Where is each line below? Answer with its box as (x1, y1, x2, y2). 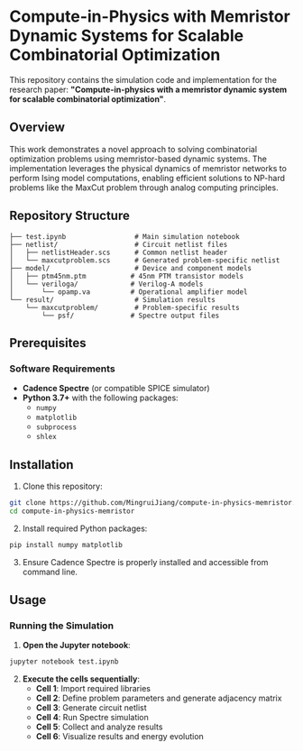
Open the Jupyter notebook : (22, 640, 131, 651)
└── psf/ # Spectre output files (41, 311, 220, 320)
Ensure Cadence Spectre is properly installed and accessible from (22, 556, 269, 567)
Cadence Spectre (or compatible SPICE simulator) (22, 383, 210, 394)
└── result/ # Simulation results (9, 295, 216, 304)
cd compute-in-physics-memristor (9, 507, 135, 516)
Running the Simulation (9, 619, 115, 632)
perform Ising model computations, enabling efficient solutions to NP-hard (9, 172, 286, 183)
